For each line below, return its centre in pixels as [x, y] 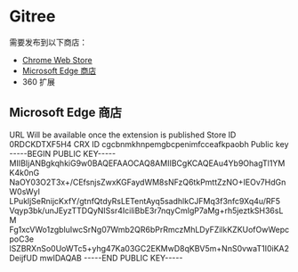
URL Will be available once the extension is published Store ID [123, 135]
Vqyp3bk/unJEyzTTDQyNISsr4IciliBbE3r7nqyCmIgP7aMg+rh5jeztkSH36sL [146, 210]
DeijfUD [24, 258]
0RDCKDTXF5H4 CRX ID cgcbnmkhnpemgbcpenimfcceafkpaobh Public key [149, 144]
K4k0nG [24, 172]
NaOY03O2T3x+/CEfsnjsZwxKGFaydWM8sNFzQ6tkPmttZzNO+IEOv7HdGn [148, 182]
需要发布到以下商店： [48, 42]
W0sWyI [25, 191]
